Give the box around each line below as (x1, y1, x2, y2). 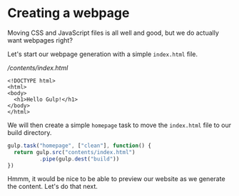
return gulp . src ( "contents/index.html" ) (14, 148, 136, 156)
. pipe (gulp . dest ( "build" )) (39, 155, 120, 163)
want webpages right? (7, 36, 73, 44)
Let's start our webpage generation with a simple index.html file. (7, 50, 198, 58)
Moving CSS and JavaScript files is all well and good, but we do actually (7, 28, 220, 37)
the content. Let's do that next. (7, 183, 98, 191)
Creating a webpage (7, 5, 130, 21)
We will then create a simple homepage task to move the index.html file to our (7, 121, 232, 129)
